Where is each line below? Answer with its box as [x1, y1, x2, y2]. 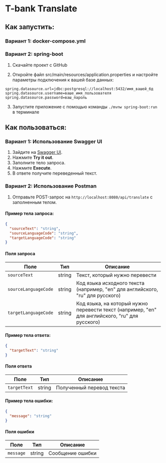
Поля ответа [5, 363, 32, 369]
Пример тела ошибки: [5, 398, 53, 404]
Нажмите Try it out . [12, 154, 53, 161]
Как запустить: [5, 23, 54, 31]
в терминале [12, 109, 40, 115]
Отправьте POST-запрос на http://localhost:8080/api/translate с [12, 194, 153, 200]
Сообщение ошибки [48, 450, 97, 457]
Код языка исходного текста [76, 279, 145, 286]
